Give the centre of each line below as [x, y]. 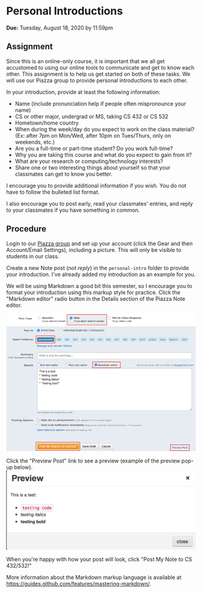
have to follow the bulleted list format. [53, 192]
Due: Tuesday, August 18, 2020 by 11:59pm [60, 28]
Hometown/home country [47, 123]
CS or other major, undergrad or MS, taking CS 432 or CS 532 [92, 116]
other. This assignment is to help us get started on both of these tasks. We [98, 74]
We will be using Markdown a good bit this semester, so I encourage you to [99, 286]
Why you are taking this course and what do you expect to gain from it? [103, 155]
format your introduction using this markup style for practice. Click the [93, 292]
